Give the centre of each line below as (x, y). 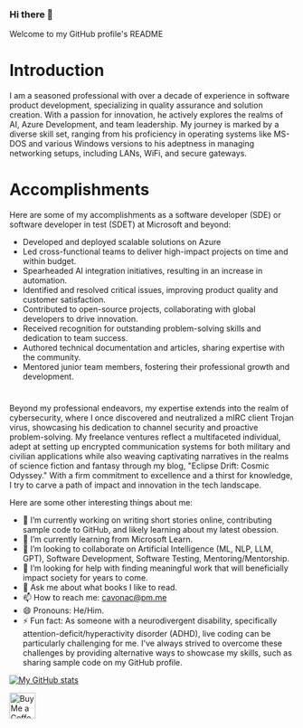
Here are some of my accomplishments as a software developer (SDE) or (146, 215)
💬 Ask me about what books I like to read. (100, 588)
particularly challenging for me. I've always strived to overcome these (152, 643)
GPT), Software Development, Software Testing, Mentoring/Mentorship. (156, 559)
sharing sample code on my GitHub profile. (102, 663)
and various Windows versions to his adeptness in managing (142, 144)
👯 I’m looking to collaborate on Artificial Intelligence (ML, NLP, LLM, (148, 549)
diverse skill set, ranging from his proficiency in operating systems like (141, 134)
